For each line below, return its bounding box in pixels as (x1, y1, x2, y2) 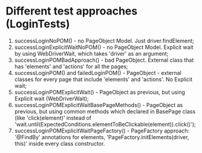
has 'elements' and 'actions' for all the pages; (14, 62, 128, 70)
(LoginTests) (5, 17, 70, 31)
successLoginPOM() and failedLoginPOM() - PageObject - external (14, 69, 182, 76)
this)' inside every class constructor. (14, 140, 105, 147)
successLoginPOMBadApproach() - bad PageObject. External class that (14, 56, 194, 63)
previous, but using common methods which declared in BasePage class (14, 108, 196, 115)
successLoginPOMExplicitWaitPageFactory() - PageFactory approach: (14, 127, 190, 134)
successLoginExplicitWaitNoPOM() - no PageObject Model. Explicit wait (14, 44, 194, 51)
